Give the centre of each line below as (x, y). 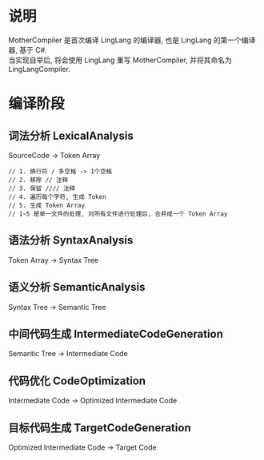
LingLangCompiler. (39, 69)
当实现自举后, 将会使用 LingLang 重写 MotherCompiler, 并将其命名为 (120, 60)
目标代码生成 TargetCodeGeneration (100, 428)
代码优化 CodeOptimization (77, 381)
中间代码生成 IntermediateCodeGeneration (116, 333)
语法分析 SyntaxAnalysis (71, 240)
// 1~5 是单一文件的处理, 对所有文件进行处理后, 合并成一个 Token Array (118, 214)
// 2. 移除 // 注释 (38, 180)
